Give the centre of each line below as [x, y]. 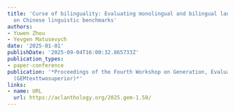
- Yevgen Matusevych [37, 40]
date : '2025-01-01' [36, 46]
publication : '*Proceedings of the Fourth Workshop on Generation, [108, 72]
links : [17, 85]
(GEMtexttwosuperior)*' [48, 78]
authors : [20, 26]
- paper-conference [36, 65]
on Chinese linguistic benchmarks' [65, 20]
